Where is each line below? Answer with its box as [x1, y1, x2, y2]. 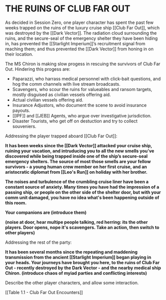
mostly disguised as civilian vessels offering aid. [12, 92, 111, 98]
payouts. [12, 107, 31, 113]
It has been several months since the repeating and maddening [5, 249, 138, 255]
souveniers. [12, 123, 37, 129]
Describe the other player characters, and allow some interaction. [5, 280, 139, 286]
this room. [5, 200, 27, 205]
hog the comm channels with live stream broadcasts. [12, 81, 120, 87]
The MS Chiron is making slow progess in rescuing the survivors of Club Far [5, 61, 161, 67]
